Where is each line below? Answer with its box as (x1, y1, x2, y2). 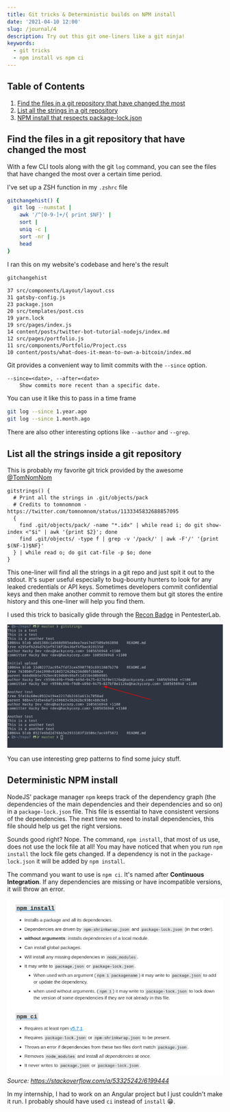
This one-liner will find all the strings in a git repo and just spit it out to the (7, 568, 215, 576)
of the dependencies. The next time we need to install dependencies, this (7, 814, 214, 823)
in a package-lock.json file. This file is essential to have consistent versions (7, 807, 219, 816)
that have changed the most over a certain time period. (7, 169, 162, 178)
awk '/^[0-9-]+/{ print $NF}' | (19, 211, 112, 219)
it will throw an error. (7, 885, 65, 893)
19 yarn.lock (7, 315, 44, 322)
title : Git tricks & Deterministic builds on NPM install (7, 11, 176, 18)
